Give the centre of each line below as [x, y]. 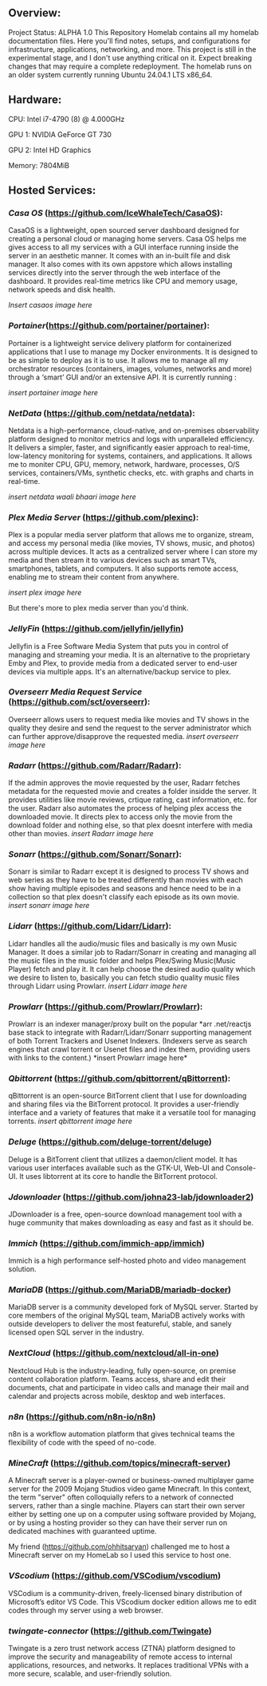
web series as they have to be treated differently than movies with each [126, 880]
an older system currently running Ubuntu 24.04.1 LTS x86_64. [110, 74]
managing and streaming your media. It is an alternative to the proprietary [129, 654]
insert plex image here [45, 592]
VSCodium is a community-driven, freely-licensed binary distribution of [126, 1593]
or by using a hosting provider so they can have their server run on [118, 1523]
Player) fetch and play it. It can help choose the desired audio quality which [132, 969]
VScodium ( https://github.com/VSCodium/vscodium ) [115, 1576]
